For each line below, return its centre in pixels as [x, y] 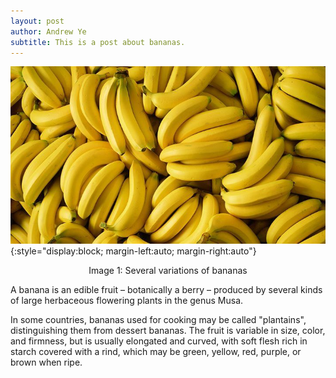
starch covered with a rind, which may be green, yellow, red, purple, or [156, 351]
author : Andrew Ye [48, 31]
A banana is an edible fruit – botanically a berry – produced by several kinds [166, 289]
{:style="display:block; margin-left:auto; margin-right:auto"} [133, 251]
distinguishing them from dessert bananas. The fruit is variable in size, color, [168, 330]
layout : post [37, 21]
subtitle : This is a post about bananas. [98, 42]
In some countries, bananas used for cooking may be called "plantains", [158, 319]
